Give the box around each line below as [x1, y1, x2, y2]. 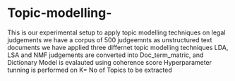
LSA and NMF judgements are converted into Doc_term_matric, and [7, 51, 204, 59]
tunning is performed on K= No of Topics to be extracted [7, 66, 172, 74]
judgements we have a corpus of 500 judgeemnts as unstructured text [7, 35, 212, 44]
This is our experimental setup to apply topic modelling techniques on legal [7, 28, 226, 37]
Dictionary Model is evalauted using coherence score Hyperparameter [7, 58, 212, 66]
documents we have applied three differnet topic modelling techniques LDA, [7, 43, 229, 51]
